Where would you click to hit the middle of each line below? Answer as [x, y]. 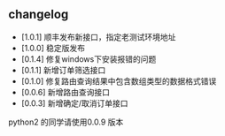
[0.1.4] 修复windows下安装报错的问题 [89, 59]
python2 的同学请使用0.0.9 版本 [66, 122]
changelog [39, 15]
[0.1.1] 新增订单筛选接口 [63, 70]
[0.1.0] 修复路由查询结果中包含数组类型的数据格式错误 [119, 81]
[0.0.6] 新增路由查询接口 [65, 92]
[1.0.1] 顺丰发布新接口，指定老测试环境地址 [98, 37]
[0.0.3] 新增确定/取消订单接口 [74, 103]
